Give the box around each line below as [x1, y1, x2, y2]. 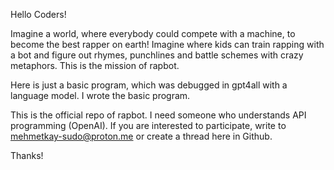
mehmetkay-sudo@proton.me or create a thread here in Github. [10, 130, 273, 142]
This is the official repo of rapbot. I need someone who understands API [10, 109, 307, 121]
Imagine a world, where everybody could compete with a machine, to [10, 28, 296, 39]
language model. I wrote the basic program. [10, 90, 191, 101]
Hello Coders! [10, 9, 67, 20]
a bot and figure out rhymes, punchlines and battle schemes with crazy [10, 49, 304, 61]
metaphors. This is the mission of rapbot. [10, 60, 180, 71]
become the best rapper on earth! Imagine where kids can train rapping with [10, 39, 325, 50]
